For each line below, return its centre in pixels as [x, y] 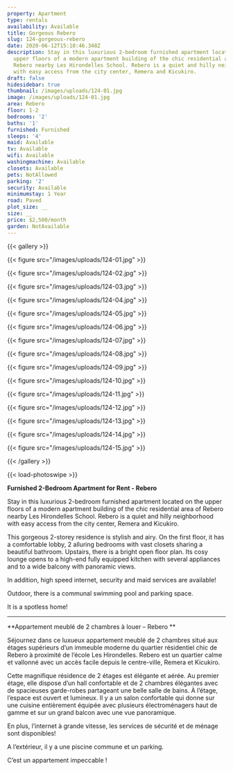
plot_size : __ [28, 207]
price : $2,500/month [37, 220]
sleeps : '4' [24, 136]
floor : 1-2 [23, 110]
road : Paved [24, 201]
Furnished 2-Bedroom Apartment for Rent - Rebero [82, 488]
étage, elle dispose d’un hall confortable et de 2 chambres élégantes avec [113, 683]
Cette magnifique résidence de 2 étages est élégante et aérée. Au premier [113, 675]
